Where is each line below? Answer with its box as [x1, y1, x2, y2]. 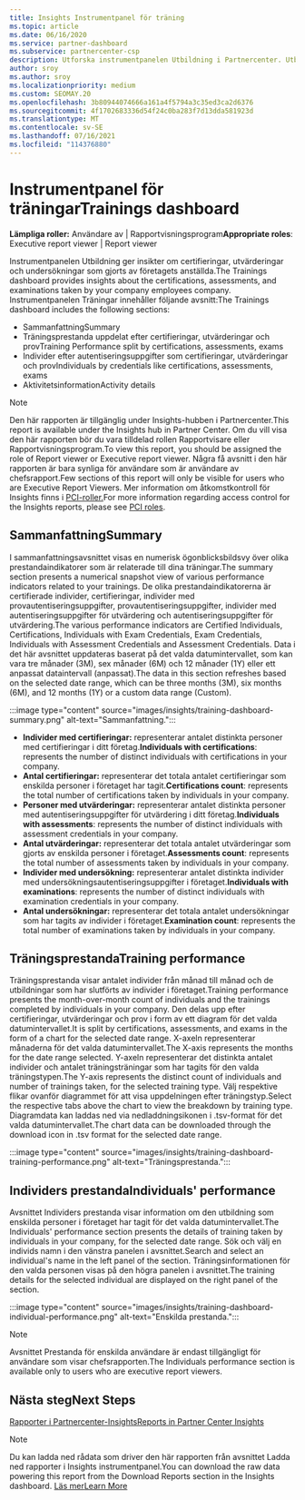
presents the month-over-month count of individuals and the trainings [9, 994, 271, 1005]
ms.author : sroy [9, 73, 71, 82]
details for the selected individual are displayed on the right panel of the [9, 1275, 279, 1286]
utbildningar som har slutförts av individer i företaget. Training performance [9, 984, 289, 995]
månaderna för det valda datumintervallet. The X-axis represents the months [9, 1042, 293, 1053]
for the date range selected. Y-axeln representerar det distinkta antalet [9, 1052, 273, 1063]
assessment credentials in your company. [22, 828, 179, 839]
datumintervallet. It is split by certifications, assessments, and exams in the [9, 1023, 288, 1034]
